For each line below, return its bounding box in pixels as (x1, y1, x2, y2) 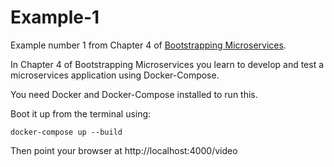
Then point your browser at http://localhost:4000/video (10, 144, 238, 156)
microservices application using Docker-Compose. (10, 69, 220, 81)
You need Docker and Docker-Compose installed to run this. (10, 88, 258, 100)
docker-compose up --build (10, 127, 123, 137)
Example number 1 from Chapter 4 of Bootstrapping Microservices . (10, 39, 287, 51)
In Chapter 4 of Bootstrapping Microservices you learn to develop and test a (10, 58, 325, 70)
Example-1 (10, 6, 100, 29)
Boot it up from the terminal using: (10, 107, 152, 120)
